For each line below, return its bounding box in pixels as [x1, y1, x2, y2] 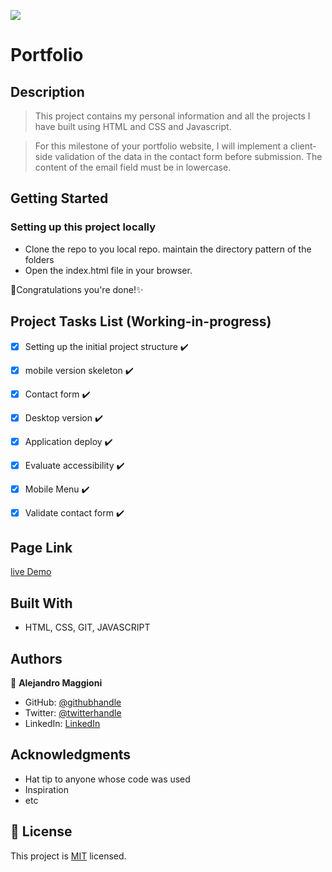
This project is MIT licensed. [10, 850, 127, 862]
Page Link [10, 539, 73, 556]
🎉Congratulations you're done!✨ [10, 283, 144, 295]
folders [24, 253, 55, 265]
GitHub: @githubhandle [24, 696, 122, 708]
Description [10, 83, 85, 100]
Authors [10, 650, 63, 667]
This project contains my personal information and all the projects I [34, 110, 311, 122]
